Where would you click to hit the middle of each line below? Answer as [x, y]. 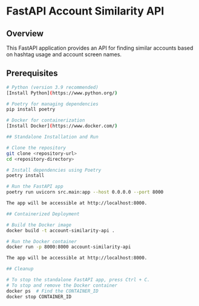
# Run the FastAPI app [35, 187]
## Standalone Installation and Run [52, 137]
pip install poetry [31, 109]
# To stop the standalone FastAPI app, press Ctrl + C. [78, 280]
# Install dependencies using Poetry [54, 170]
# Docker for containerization [46, 120]
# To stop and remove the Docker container [62, 285]
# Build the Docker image [39, 225]
